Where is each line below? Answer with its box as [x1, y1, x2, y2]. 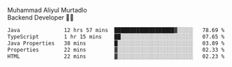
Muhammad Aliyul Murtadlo [7, 6, 88, 14]
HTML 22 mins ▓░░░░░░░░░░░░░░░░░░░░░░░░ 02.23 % [7, 52, 225, 60]
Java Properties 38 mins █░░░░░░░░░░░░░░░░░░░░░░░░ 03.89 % [7, 40, 225, 47]
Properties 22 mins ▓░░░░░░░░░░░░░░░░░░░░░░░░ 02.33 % [7, 46, 225, 53]
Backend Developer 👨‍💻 [7, 13, 75, 22]
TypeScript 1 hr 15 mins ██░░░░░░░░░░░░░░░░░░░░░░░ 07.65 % [7, 33, 225, 40]
